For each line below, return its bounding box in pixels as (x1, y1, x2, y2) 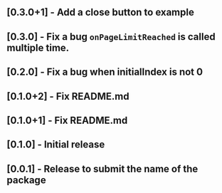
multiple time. (6, 41, 70, 53)
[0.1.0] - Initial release (6, 139, 105, 151)
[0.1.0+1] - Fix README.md (6, 114, 128, 126)
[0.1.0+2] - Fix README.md (6, 90, 129, 103)
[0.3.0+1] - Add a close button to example (6, 6, 195, 19)
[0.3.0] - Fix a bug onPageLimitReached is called (6, 31, 216, 43)
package (6, 174, 47, 186)
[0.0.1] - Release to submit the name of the (6, 162, 199, 174)
